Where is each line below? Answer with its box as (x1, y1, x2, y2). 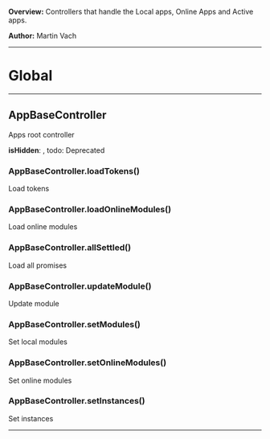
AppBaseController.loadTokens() (8, 165, 141, 176)
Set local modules (8, 337, 68, 347)
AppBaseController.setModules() (8, 318, 141, 330)
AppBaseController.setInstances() (8, 396, 145, 407)
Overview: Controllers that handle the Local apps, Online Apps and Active (8, 7, 254, 16)
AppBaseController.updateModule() (8, 281, 152, 292)
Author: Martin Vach (8, 31, 77, 40)
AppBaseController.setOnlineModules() (8, 357, 167, 368)
